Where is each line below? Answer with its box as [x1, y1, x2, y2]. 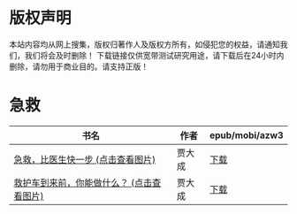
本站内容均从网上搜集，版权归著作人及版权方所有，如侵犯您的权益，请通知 [9, 39, 280, 50]
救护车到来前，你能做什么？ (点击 [13, 176, 153, 188]
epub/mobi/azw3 [209, 129, 284, 141]
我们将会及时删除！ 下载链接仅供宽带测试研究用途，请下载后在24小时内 [24, 50, 285, 60]
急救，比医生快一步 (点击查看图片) [13, 153, 156, 165]
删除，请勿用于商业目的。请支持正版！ [9, 61, 148, 72]
